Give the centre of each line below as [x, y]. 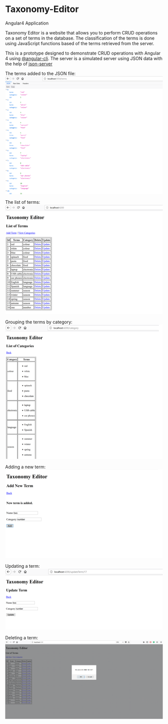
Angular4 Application [27, 23]
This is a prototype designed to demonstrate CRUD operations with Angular [83, 53]
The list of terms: [23, 202]
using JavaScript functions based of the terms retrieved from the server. [80, 43]
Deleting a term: [22, 638]
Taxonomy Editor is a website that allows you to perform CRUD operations [81, 33]
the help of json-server [29, 64]
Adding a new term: [25, 467]
